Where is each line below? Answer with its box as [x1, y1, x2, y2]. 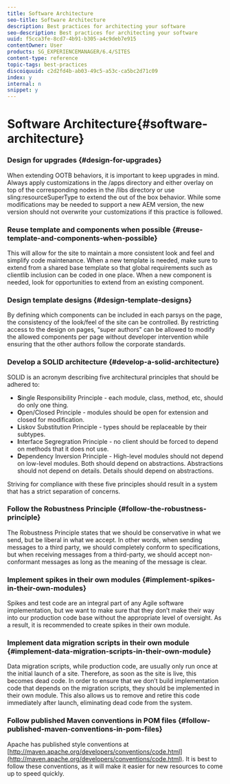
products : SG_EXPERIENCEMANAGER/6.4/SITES [7, 49, 130, 56]
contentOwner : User [7, 42, 63, 49]
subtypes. [16, 430, 46, 438]
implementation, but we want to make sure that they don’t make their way [7, 606, 215, 615]
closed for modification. [16, 415, 84, 423]
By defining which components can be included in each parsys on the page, [7, 311, 222, 320]
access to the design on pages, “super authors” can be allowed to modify [7, 326, 215, 334]
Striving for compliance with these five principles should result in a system [7, 480, 218, 488]
